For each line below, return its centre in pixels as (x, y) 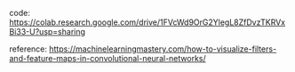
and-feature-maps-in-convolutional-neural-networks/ (108, 58)
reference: (28, 49)
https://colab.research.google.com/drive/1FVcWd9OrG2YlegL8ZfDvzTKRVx (147, 22)
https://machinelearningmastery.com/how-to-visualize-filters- (163, 49)
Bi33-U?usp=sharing (48, 32)
